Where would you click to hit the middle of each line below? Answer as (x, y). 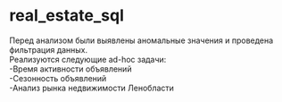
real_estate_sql (67, 16)
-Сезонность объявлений (58, 78)
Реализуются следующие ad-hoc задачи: (88, 59)
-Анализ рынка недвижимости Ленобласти (91, 88)
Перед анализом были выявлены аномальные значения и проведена (141, 40)
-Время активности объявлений (70, 69)
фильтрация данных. (49, 49)
